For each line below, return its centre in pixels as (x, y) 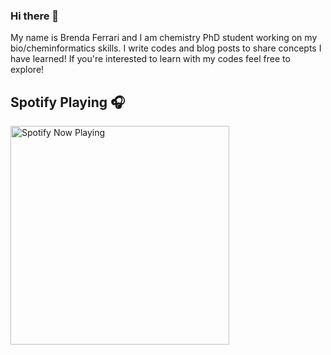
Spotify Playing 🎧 (68, 102)
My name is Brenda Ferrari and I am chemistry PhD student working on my (164, 38)
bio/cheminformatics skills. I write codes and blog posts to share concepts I (166, 48)
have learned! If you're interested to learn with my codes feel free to (150, 59)
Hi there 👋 (35, 16)
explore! (27, 70)
